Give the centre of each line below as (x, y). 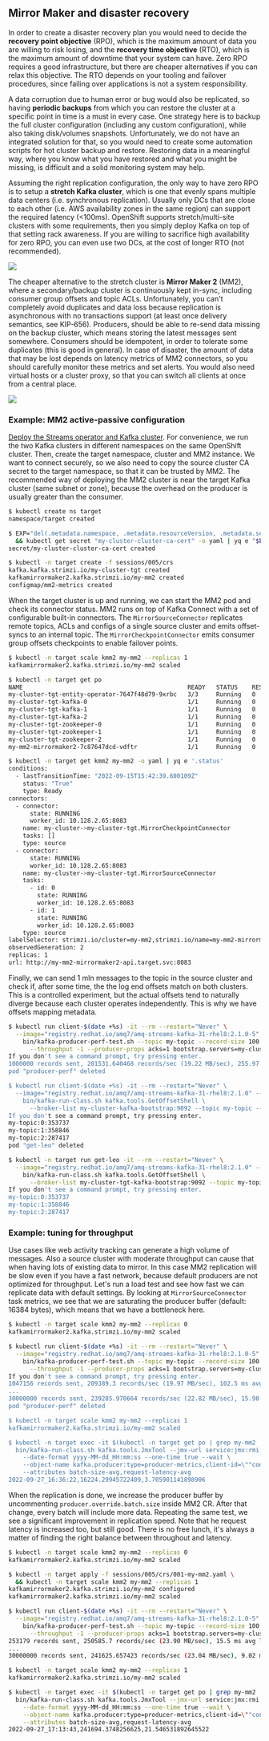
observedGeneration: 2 (46, 948)
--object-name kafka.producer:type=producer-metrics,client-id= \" (136, 1715)
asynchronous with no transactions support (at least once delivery (118, 315)
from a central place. (43, 383)
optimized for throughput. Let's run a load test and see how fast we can (126, 1284)
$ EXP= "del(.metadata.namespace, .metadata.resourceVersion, (112, 533)
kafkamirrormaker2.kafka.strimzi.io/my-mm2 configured (102, 1589)
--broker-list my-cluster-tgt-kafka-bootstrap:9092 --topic (132, 1182)
